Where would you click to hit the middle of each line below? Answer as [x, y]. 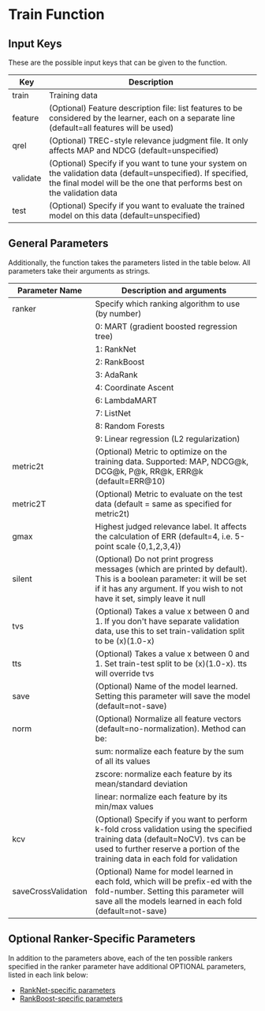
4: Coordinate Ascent [134, 387]
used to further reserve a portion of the [168, 849]
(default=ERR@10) [130, 481]
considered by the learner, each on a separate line [142, 118]
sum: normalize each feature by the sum [170, 751]
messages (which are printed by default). [172, 569]
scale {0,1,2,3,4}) [148, 546]
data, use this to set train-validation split [170, 631]
